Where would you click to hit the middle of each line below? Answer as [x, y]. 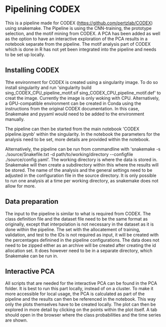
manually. [15, 119]
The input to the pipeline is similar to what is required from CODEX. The [78, 213]
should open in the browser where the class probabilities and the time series [83, 315]
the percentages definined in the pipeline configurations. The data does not [82, 240]
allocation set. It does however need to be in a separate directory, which [79, 250]
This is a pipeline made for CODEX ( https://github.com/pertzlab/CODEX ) [79, 23]
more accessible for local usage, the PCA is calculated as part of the [75, 294]
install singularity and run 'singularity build [48, 87]
